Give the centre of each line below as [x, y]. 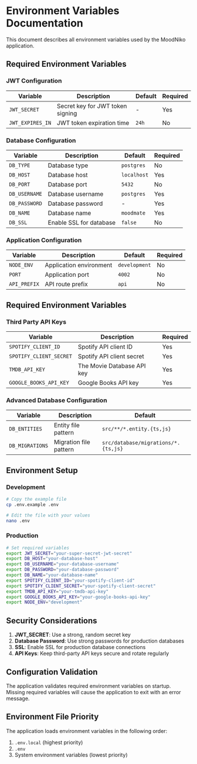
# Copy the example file [36, 499]
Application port [67, 275]
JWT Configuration [34, 81]
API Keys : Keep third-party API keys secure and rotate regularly [92, 653]
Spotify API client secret [111, 356]
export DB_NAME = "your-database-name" [52, 575]
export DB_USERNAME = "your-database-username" [62, 564]
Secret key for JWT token [92, 106]
